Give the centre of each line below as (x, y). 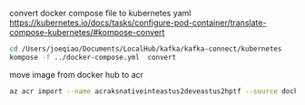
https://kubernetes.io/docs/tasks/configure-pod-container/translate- (138, 23)
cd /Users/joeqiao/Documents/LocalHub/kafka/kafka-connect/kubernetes (146, 49)
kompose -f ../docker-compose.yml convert (93, 57)
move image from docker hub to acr (76, 74)
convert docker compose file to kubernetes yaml (100, 13)
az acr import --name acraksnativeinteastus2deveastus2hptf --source (144, 91)
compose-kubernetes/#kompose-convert (87, 32)
